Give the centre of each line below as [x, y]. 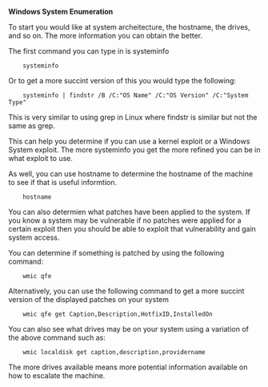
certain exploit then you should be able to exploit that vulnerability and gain [132, 229]
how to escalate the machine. [57, 375]
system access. [34, 237]
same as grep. [32, 126]
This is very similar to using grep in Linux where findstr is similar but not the [133, 117]
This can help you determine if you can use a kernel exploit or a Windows [129, 141]
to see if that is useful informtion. [63, 182]
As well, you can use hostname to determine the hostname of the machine [131, 174]
